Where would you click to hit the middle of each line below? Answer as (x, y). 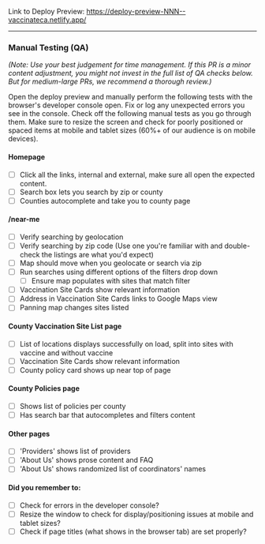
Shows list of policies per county (73, 406)
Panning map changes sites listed (74, 308)
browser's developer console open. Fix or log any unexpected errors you (127, 105)
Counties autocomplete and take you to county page (105, 201)
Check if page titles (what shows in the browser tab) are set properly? (133, 531)
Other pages (29, 433)
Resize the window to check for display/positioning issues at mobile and (136, 514)
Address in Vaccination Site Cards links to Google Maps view (119, 298)
